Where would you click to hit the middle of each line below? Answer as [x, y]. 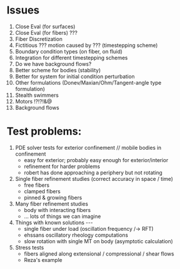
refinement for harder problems [62, 166]
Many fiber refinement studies [52, 204]
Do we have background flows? [53, 64]
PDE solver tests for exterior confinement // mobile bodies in [88, 147]
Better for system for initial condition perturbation [75, 76]
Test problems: [44, 131]
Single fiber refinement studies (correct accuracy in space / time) [94, 179]
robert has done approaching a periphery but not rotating [93, 172]
